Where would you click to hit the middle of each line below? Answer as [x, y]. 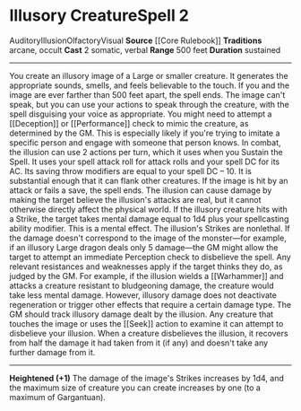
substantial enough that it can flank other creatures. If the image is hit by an [149, 180]
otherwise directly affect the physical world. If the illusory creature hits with [149, 209]
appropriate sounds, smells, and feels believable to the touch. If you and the [149, 85]
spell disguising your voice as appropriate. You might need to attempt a [141, 114]
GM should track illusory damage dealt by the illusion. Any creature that [142, 314]
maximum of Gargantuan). [57, 397]
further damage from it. [52, 352]
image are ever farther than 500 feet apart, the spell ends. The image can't [147, 94]
